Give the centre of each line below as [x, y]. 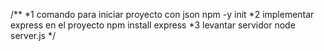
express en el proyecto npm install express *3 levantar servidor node [153, 25]
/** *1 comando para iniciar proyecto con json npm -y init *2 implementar [162, 14]
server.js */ [33, 35]
